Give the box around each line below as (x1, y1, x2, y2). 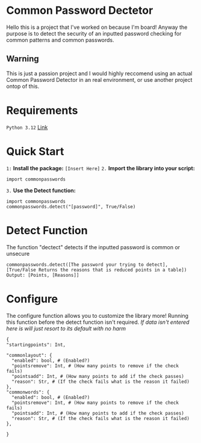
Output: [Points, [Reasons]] (6, 272, 79, 278)
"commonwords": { (6, 389, 50, 395)
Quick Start (6, 144, 64, 158)
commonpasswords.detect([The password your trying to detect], (6, 261, 169, 268)
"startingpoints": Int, (6, 341, 66, 348)
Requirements (6, 104, 78, 117)
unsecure (6, 250, 30, 257)
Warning (6, 54, 39, 64)
